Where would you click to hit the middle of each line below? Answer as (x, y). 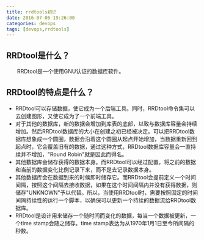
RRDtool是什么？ (38, 55)
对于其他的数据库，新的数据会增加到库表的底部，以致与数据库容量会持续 (106, 124)
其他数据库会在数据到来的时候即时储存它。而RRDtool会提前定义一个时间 (106, 177)
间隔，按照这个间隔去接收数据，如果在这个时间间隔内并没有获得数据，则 (106, 185)
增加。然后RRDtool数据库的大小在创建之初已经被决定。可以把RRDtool (102, 131)
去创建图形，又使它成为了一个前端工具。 (66, 116)
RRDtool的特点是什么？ (50, 92)
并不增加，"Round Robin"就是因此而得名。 (74, 154)
